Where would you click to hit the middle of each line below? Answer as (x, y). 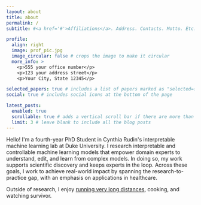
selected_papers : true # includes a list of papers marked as (85, 89)
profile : (17, 40)
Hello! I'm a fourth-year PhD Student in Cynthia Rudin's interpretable (91, 139)
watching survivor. (29, 195)
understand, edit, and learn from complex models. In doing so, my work (94, 158)
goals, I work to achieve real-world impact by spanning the (79, 171)
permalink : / (22, 23)
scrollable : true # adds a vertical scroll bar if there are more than (103, 117)
